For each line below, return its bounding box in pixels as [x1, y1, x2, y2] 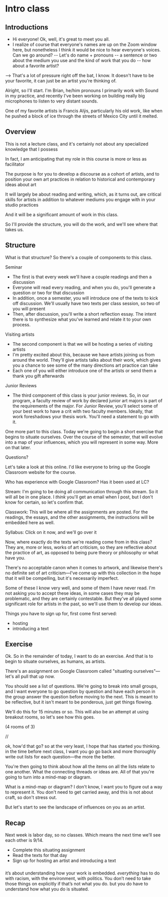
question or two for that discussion [12, 290, 84, 296]
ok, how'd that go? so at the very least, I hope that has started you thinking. [5, 743, 161, 749]
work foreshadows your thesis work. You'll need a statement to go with [12, 413, 159, 419]
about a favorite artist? [12, 63, 59, 69]
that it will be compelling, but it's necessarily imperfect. [5, 575, 119, 581]
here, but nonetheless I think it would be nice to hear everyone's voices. [12, 47, 161, 53]
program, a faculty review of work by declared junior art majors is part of [12, 397, 162, 403]
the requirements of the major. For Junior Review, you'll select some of [12, 403, 158, 409]
